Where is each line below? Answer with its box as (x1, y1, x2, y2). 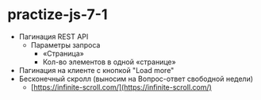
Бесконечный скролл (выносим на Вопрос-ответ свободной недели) (18, 74, 254, 83)
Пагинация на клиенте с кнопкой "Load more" (18, 65, 175, 75)
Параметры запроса (30, 40, 101, 49)
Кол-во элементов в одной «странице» (42, 57, 176, 67)
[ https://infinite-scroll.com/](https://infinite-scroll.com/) (30, 82, 212, 92)
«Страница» (42, 48, 84, 58)
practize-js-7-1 (7, 6, 108, 24)
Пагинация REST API (18, 32, 89, 41)
